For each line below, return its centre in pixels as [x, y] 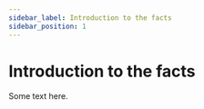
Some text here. [39, 96]
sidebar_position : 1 [48, 26]
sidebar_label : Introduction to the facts [90, 18]
